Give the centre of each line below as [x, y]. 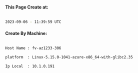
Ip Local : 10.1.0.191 [30, 66]
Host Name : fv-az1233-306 [33, 48]
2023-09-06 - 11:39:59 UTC [33, 22]
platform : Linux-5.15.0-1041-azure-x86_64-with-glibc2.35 [69, 57]
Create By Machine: [26, 33]
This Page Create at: [27, 7]
